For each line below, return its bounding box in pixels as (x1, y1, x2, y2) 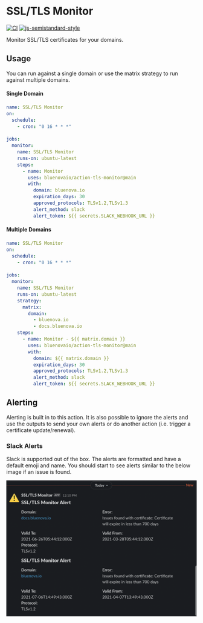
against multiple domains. (6, 76, 71, 83)
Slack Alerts (6, 441, 43, 450)
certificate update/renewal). (6, 426, 76, 434)
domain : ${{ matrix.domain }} (33, 355, 110, 361)
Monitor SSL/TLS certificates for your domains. (6, 36, 124, 43)
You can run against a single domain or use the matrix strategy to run (6, 70, 178, 77)
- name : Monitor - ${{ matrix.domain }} (22, 336, 126, 342)
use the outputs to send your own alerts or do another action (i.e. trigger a (6, 420, 191, 427)
